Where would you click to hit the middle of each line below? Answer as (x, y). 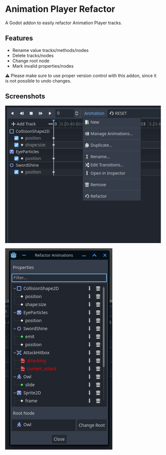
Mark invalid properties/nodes (43, 66)
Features (19, 38)
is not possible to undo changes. (38, 81)
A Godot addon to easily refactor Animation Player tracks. (64, 23)
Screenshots (25, 97)
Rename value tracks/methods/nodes (50, 50)
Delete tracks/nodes (33, 55)
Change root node (31, 61)
